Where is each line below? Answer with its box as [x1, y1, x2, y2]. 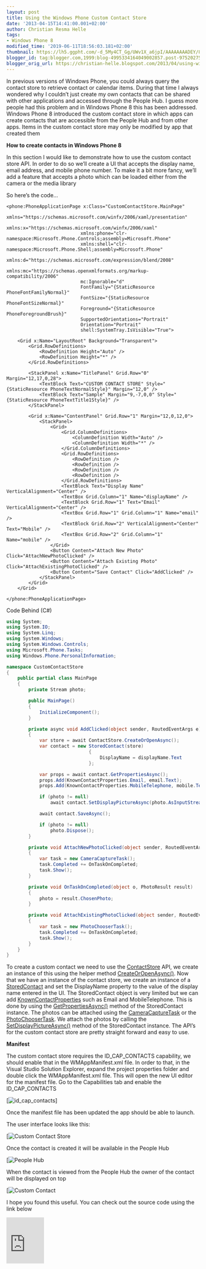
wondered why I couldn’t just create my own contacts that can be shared [6, 90, 191, 98]
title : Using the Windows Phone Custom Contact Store [6, 15, 147, 21]
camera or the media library [6, 179, 77, 187]
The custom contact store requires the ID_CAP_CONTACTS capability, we [6, 1052, 191, 1060]
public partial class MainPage [17, 675, 97, 682]
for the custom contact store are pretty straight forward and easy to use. [6, 1029, 190, 1036]
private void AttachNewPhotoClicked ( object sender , [28, 844, 164, 851]
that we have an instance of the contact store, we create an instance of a [6, 976, 191, 984]
